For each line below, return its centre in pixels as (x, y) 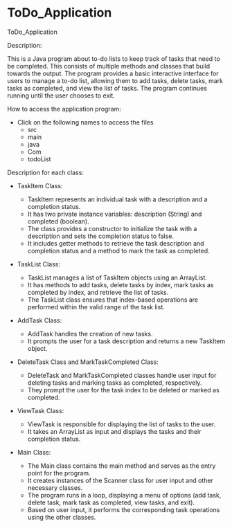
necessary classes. (55, 488)
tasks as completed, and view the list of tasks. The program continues (107, 88)
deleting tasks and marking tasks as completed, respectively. (115, 383)
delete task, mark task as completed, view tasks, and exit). (111, 502)
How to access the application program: (64, 109)
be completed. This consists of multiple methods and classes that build (109, 66)
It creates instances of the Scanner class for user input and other (120, 480)
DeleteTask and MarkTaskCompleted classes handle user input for (122, 375)
